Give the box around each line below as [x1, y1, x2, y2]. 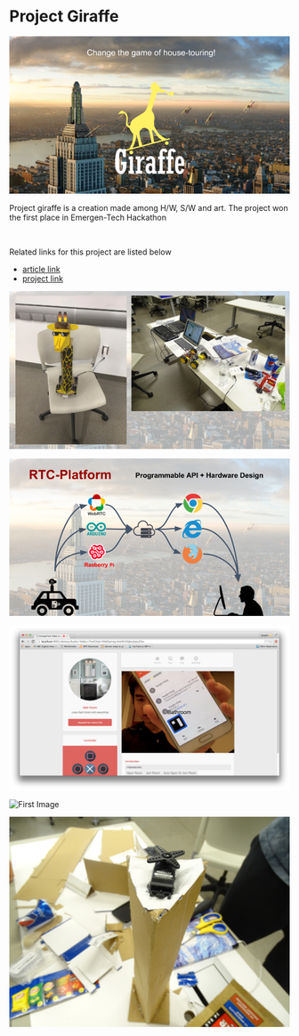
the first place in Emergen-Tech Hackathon [9, 212, 167, 223]
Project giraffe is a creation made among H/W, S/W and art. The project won [9, 203, 288, 214]
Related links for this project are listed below [9, 247, 172, 257]
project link [21, 273, 64, 284]
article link [21, 264, 61, 275]
